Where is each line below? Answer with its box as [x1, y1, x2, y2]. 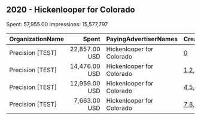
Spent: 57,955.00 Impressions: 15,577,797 [6, 20, 108, 27]
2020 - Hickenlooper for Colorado [6, 5, 136, 15]
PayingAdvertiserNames [106, 35, 178, 43]
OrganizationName [9, 35, 65, 43]
